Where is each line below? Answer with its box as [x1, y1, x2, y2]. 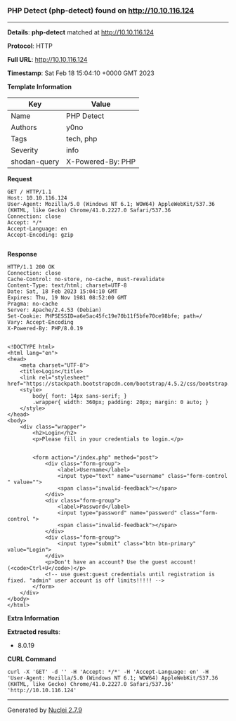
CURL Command [7, 655, 57, 663]
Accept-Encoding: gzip [7, 231, 74, 239]
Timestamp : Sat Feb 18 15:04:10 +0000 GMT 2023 [7, 69, 155, 77]
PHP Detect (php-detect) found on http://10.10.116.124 [7, 6, 195, 15]
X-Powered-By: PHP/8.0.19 [7, 325, 83, 332]
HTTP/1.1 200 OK [7, 264, 55, 271]
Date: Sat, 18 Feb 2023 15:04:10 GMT [7, 288, 118, 295]
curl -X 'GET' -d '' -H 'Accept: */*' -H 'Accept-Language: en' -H [7, 668, 209, 676]
